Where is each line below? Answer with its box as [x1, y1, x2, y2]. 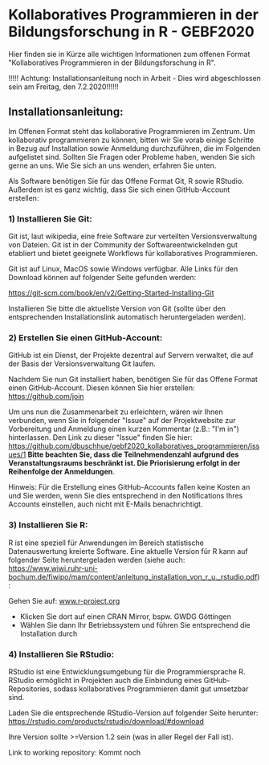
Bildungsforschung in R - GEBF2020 [8, 22, 255, 41]
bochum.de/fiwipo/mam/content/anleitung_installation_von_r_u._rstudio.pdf [8, 572, 258, 581]
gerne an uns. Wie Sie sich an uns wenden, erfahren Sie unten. [8, 161, 217, 170]
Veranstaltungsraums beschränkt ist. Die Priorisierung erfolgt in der [8, 458, 241, 468]
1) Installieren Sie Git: [8, 213, 92, 224]
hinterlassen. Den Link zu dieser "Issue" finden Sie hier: [8, 433, 193, 442]
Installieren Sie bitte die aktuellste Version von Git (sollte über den [8, 303, 226, 314]
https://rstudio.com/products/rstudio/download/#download [8, 716, 205, 726]
